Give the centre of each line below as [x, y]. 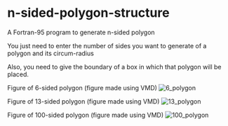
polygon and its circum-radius [51, 53]
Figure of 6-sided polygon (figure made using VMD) [82, 87]
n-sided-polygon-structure [88, 13]
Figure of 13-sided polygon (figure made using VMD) [83, 101]
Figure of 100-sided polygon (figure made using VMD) [86, 115]
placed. [18, 74]
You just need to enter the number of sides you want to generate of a [107, 45]
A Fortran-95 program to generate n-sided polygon [81, 32]
